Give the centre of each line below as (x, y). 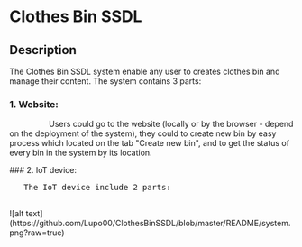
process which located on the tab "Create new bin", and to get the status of (150, 143)
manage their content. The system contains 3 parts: (105, 81)
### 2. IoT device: (43, 170)
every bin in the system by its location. (81, 153)
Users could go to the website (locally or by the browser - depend (171, 124)
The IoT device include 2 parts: (97, 188)
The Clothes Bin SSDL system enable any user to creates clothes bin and (145, 71)
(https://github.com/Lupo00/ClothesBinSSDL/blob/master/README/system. (150, 224)
